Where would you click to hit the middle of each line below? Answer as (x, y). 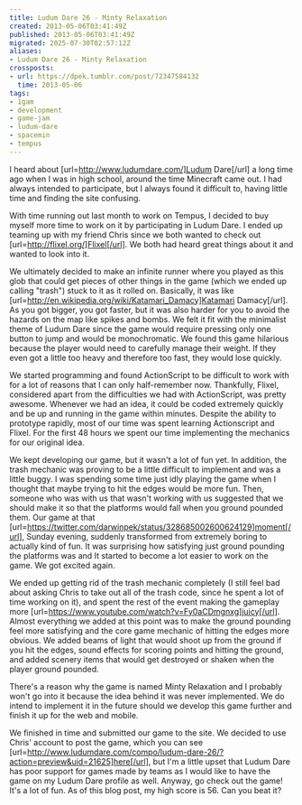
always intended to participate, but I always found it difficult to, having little (149, 188)
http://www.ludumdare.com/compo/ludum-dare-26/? (125, 752)
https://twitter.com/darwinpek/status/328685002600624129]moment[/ (159, 527)
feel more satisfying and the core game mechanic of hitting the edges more (150, 630)
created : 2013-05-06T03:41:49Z (68, 26)
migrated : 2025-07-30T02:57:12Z (70, 43)
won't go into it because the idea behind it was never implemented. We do (147, 696)
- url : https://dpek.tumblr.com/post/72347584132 (105, 77)
